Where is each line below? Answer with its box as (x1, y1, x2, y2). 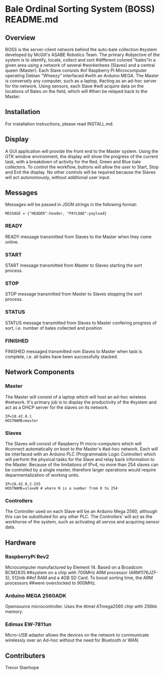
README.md (5, 14, 59, 25)
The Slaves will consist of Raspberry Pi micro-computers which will (5, 440, 142, 446)
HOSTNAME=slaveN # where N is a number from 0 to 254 (5, 486, 118, 491)
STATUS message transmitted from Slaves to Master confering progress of (5, 320, 157, 326)
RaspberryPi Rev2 (5, 553, 49, 560)
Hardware (5, 538, 36, 547)
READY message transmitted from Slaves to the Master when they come (5, 234, 152, 240)
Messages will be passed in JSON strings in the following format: (5, 202, 137, 208)
